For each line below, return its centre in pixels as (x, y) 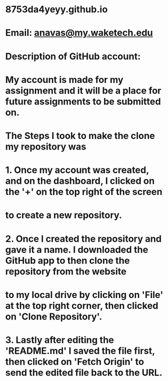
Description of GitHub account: (73, 56)
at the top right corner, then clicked (82, 305)
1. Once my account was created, (77, 170)
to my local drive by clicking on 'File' (84, 295)
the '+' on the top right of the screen (84, 192)
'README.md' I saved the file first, (80, 351)
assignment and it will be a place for (83, 90)
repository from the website (66, 271)
